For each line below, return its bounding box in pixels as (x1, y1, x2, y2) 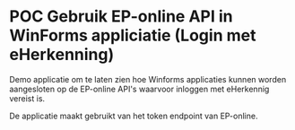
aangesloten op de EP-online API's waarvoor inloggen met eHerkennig (9, 83, 270, 94)
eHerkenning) (9, 45, 115, 65)
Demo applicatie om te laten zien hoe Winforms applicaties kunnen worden (9, 74, 287, 84)
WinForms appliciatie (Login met (9, 25, 256, 46)
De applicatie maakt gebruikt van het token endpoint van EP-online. (9, 110, 258, 121)
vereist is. (9, 92, 46, 104)
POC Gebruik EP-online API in (9, 6, 233, 27)
